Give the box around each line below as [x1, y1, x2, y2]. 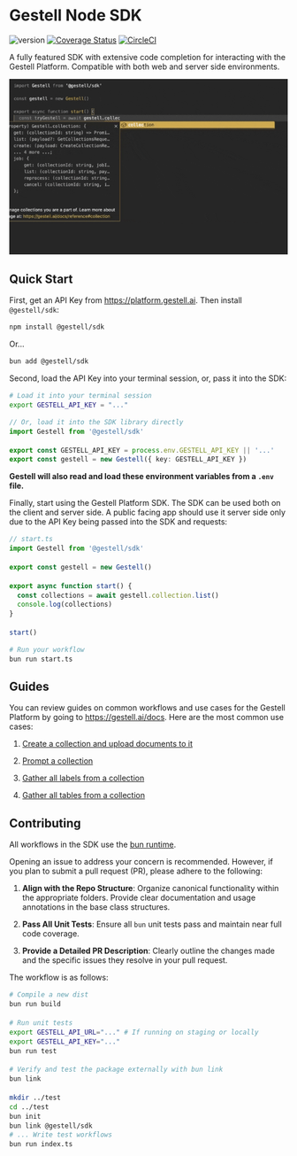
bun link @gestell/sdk [9, 1121, 93, 1130]
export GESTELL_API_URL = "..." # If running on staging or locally [9, 1028, 259, 1036]
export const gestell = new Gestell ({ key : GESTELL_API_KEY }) [9, 455, 247, 464]
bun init [9, 1112, 42, 1121]
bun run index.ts [9, 1140, 73, 1149]
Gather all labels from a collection [21, 772, 145, 784]
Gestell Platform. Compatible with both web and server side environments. [9, 61, 280, 72]
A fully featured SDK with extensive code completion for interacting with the [9, 51, 286, 62]
